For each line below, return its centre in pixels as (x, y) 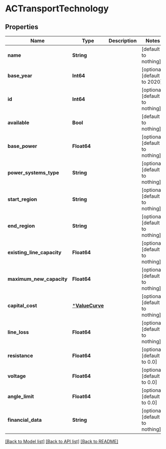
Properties (22, 27)
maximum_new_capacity (38, 279)
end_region (21, 226)
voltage (17, 376)
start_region (22, 199)
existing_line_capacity (35, 252)
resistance (21, 356)
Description (123, 41)
